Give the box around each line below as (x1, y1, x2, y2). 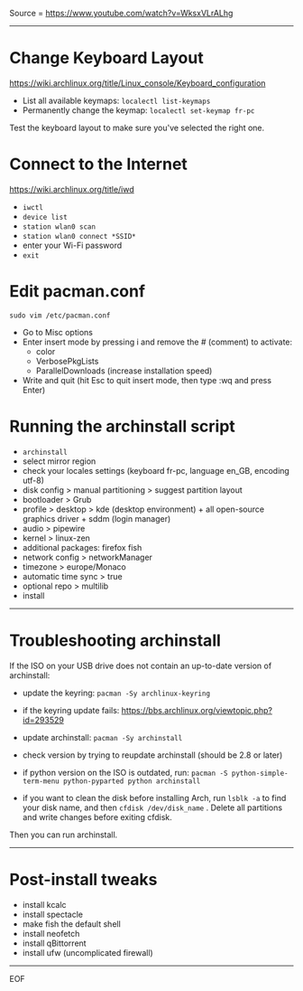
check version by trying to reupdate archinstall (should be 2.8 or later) (22, 750, 283, 760)
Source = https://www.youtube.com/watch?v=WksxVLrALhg (9, 8, 234, 18)
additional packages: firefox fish (22, 542, 142, 552)
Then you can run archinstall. (9, 829, 118, 840)
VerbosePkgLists (35, 355, 99, 366)
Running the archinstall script (9, 416, 236, 437)
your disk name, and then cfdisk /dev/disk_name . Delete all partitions (22, 802, 282, 813)
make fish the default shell (22, 918, 122, 930)
